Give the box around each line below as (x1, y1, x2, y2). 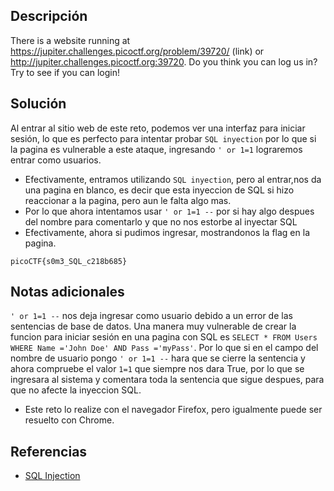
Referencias (10, 443, 88, 460)
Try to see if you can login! (10, 66, 120, 78)
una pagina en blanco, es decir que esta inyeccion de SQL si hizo (24, 184, 295, 196)
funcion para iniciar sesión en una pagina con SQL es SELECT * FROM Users (10, 331, 318, 343)
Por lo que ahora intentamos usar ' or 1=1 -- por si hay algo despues (24, 205, 315, 217)
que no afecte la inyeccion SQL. (10, 384, 142, 396)
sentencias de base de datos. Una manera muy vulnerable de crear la (10, 320, 297, 333)
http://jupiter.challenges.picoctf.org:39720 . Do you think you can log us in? (10, 55, 318, 68)
